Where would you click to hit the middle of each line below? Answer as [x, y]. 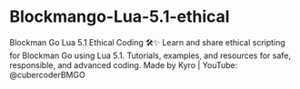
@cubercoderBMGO [48, 74]
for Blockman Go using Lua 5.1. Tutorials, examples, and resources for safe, [150, 55]
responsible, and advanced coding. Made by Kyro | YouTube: [124, 64]
